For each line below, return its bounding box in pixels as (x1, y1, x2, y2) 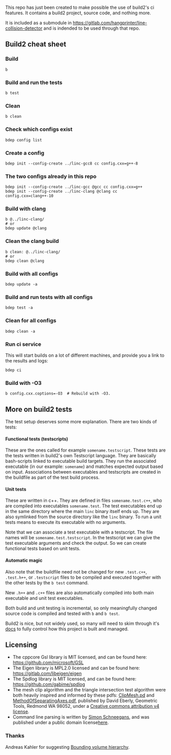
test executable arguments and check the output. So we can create (5, 540, 146, 546)
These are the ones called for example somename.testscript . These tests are (5, 447, 166, 453)
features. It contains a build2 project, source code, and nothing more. (5, 10, 152, 16)
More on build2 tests (5, 405, 72, 414)
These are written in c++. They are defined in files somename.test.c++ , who (5, 497, 162, 504)
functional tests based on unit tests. (5, 545, 81, 552)
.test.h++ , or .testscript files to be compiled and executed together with (5, 574, 161, 580)
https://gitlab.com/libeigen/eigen (12, 670, 82, 677)
